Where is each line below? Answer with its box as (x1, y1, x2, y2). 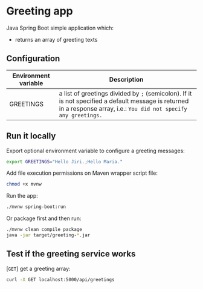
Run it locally (6, 131, 56, 141)
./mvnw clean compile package (6, 227, 83, 233)
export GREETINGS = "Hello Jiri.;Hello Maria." (6, 158, 123, 164)
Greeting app (6, 4, 74, 18)
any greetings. (59, 112, 103, 119)
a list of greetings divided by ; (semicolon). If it (59, 89, 192, 97)
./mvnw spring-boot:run (6, 204, 66, 210)
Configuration (6, 53, 60, 64)
